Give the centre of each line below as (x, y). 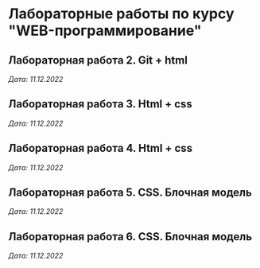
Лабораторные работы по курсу (121, 14)
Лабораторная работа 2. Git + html (98, 60)
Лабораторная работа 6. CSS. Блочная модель (130, 237)
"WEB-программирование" (105, 31)
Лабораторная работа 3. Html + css (100, 104)
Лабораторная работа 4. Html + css (101, 148)
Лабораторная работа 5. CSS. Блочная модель (130, 193)
